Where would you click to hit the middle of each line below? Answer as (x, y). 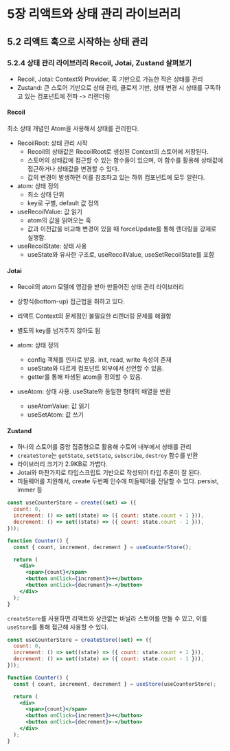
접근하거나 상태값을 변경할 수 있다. (73, 169)
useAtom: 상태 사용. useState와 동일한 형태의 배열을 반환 (94, 391)
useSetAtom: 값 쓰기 (56, 415)
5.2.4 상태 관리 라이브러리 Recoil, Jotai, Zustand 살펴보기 (100, 62)
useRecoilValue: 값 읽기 (49, 212)
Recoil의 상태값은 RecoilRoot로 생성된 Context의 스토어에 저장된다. (118, 152)
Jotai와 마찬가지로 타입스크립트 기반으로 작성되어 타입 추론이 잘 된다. (109, 473)
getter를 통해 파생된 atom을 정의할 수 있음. (85, 377)
